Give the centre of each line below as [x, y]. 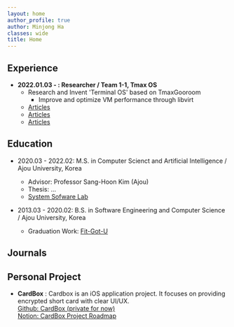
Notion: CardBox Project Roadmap [67, 316]
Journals [27, 253]
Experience [33, 68]
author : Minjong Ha [36, 27]
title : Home [25, 40]
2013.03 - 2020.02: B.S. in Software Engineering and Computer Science [121, 210]
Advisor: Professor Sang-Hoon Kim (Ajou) [88, 182]
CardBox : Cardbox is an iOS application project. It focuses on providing [121, 293]
